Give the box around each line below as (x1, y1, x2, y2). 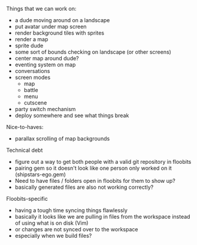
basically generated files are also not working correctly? (14, 183, 154, 191)
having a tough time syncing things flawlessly (14, 207, 128, 214)
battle (23, 87, 38, 93)
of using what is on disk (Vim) (14, 219, 89, 226)
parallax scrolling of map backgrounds (14, 135, 110, 142)
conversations (14, 68, 50, 74)
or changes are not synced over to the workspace (14, 226, 138, 232)
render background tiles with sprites (14, 29, 105, 36)
